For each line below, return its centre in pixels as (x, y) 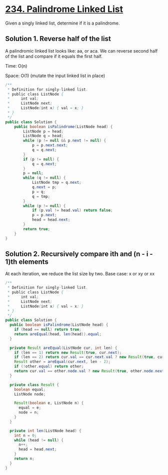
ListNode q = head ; (43, 136)
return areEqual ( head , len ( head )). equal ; (58, 334)
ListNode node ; (30, 394)
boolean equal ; (30, 389)
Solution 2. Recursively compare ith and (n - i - (79, 254)
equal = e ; (30, 408)
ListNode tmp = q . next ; (56, 183)
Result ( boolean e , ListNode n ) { (49, 403)
